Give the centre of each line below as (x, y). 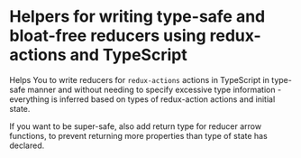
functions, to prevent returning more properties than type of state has (138, 135)
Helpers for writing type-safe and (137, 17)
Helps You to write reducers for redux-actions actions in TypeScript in (140, 79)
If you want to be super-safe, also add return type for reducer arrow (136, 126)
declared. (27, 145)
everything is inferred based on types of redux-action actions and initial (142, 99)
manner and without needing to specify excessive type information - (155, 89)
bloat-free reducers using (108, 36)
